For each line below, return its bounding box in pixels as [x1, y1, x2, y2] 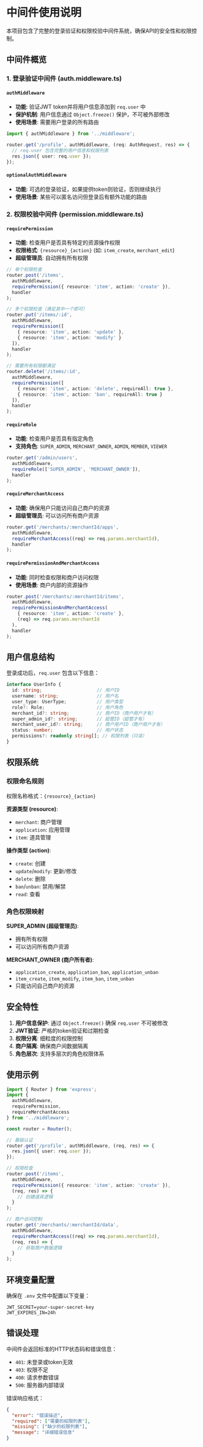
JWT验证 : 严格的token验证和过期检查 [15, 1027, 109, 1034]
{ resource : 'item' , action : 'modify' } [17, 334, 122, 341]
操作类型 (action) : [6, 846, 51, 854]
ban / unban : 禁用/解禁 [15, 882, 66, 890]
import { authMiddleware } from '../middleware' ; [6, 131, 136, 137]
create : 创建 [15, 860, 46, 867]
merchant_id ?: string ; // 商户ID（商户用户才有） [12, 710, 156, 716]
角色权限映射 [6, 907, 45, 916]
